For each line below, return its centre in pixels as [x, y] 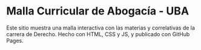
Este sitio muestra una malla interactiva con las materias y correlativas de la [101, 28]
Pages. [15, 40]
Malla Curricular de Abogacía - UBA [98, 11]
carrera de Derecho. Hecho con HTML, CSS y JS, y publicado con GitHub [98, 34]
